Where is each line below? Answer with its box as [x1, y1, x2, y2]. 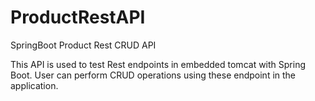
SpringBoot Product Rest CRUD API [10, 39, 157, 51]
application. [10, 79, 59, 91]
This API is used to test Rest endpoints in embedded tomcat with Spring [10, 58, 307, 70]
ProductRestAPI [10, 6, 146, 29]
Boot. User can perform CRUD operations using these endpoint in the [10, 69, 297, 81]
